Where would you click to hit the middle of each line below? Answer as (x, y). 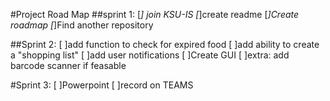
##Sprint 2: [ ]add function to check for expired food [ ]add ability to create (165, 44)
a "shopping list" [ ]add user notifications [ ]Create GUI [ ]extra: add (150, 55)
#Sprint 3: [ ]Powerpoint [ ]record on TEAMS (102, 85)
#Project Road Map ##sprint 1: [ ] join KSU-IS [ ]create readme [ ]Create (155, 14)
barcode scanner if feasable (68, 65)
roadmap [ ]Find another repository (82, 25)
